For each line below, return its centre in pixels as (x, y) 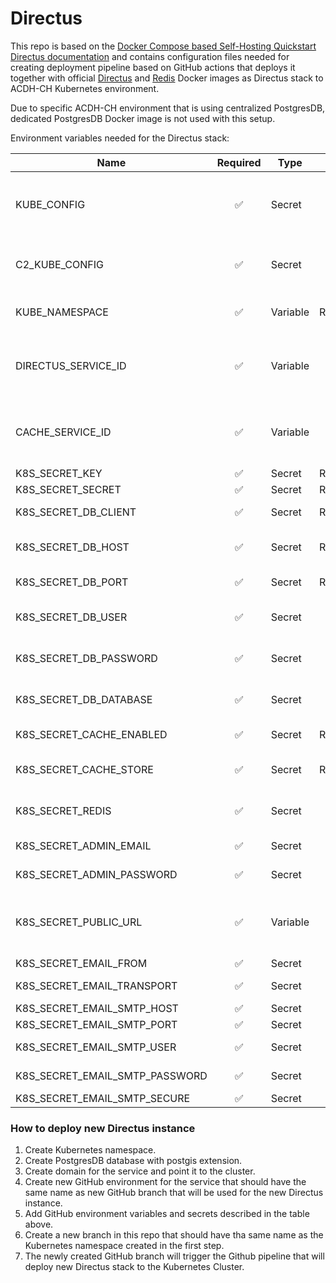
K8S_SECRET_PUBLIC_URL (79, 922)
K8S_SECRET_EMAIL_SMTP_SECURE (103, 1098)
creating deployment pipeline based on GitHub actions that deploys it (153, 67)
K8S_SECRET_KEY (59, 473)
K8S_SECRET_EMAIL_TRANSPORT (96, 985)
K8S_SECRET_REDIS (63, 810)
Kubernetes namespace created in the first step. (124, 1246)
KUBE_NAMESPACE (62, 312)
